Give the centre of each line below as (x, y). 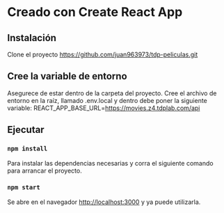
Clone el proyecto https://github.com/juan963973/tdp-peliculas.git (103, 54)
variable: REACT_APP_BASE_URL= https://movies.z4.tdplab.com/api (104, 108)
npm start (24, 188)
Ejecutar (26, 130)
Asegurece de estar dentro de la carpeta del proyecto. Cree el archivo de (112, 93)
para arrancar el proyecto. (45, 171)
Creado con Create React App (95, 12)
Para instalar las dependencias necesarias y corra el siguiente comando (110, 163)
